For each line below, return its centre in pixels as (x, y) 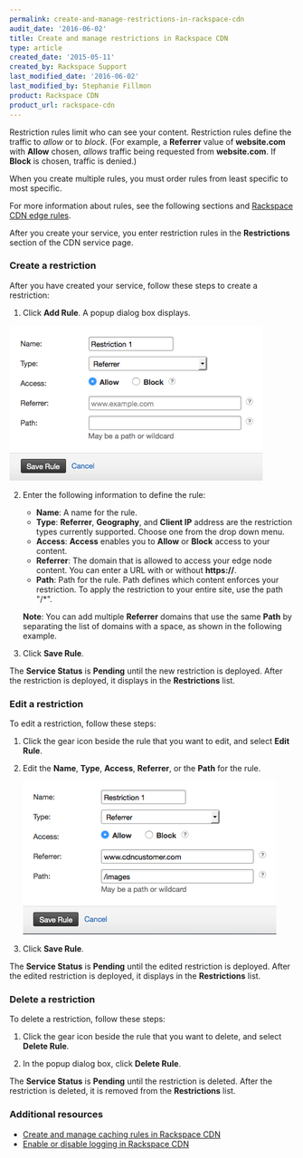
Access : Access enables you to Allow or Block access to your (153, 541)
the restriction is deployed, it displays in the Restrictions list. (122, 680)
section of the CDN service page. (71, 242)
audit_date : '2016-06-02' (58, 29)
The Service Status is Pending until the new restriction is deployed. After (146, 671)
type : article (36, 48)
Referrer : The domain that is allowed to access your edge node (154, 560)
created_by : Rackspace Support (68, 67)
